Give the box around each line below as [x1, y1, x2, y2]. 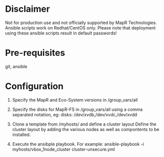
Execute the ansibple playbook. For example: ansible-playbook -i [12, 141, 144, 147]
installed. [12, 131, 31, 137]
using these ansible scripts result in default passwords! [5, 30, 117, 36]
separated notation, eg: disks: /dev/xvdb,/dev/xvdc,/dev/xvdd [12, 111, 137, 117]
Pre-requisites [5, 48, 66, 58]
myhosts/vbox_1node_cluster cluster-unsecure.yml [12, 146, 115, 152]
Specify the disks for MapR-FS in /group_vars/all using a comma [12, 106, 143, 112]
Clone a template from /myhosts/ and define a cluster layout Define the [12, 121, 157, 127]
